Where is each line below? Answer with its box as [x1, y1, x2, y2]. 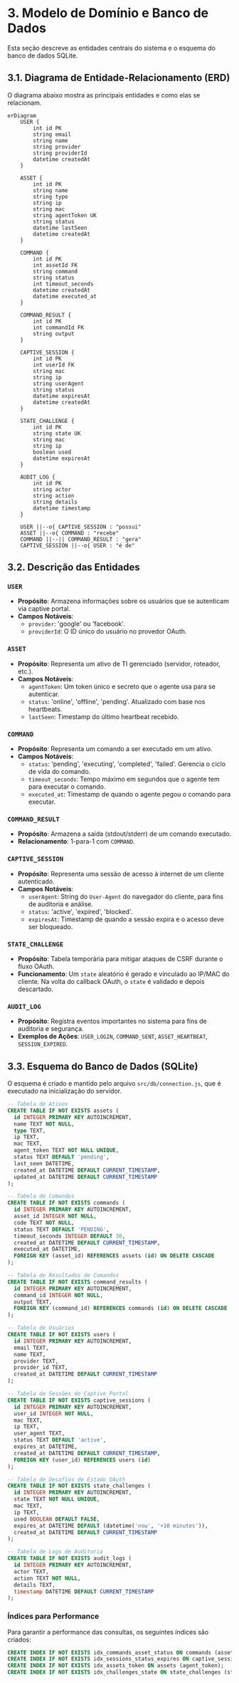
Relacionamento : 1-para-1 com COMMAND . [17, 837, 135, 846]
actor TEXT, [14, 1568, 50, 1575]
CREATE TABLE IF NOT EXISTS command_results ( [7, 1278, 148, 1286]
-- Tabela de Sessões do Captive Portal [7, 1390, 129, 1398]
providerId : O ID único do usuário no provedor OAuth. [28, 627, 187, 636]
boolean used [33, 449, 72, 456]
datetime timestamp [33, 504, 91, 512]
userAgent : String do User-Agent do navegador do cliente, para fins [28, 892, 224, 901]
